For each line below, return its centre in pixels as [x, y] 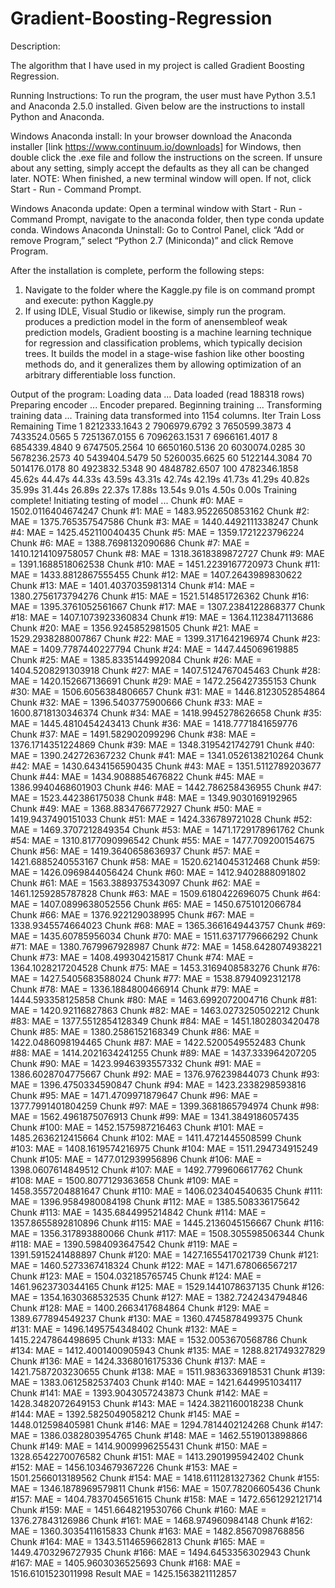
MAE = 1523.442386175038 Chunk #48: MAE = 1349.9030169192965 [154, 798]
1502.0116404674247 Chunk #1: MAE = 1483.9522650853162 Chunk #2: [160, 511]
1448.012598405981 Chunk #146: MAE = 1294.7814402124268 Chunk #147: [166, 1424]
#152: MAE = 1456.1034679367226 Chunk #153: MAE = [124, 1467]
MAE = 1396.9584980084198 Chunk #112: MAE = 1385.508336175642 [155, 1201]
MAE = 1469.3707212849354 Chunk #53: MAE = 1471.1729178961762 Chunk [167, 829]
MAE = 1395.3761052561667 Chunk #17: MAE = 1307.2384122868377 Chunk [168, 606]
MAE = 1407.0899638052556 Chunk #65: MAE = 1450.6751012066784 [156, 904]
